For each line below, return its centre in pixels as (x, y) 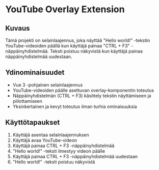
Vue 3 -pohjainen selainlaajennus (48, 84)
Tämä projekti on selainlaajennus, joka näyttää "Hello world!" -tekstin (78, 40)
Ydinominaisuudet (35, 73)
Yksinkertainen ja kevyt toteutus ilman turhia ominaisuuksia (75, 106)
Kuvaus (18, 28)
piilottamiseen (27, 101)
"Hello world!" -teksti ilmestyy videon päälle (59, 151)
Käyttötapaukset (33, 122)
